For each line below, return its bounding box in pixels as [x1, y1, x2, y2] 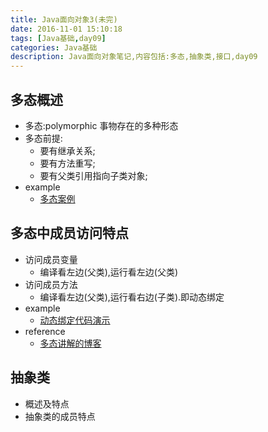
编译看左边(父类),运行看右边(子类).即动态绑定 [39, 291, 225, 303]
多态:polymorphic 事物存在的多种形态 [24, 119, 179, 131]
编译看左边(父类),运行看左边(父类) [39, 266, 179, 278]
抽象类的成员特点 [24, 410, 96, 422]
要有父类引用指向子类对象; [39, 169, 148, 181]
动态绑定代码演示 [39, 314, 111, 326]
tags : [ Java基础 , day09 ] [10, 33, 107, 43]
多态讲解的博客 [39, 337, 102, 349]
